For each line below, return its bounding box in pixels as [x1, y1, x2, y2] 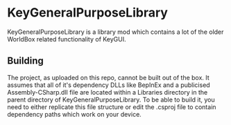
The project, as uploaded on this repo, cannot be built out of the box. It [7, 73, 209, 81]
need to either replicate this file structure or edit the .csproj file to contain [7, 102, 216, 111]
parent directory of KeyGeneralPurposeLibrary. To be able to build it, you [7, 95, 215, 104]
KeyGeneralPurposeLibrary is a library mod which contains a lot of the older [7, 28, 224, 36]
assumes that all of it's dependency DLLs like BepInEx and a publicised [7, 81, 210, 89]
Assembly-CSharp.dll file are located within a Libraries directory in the [7, 88, 208, 96]
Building [7, 55, 44, 67]
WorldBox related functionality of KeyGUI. [7, 35, 126, 43]
